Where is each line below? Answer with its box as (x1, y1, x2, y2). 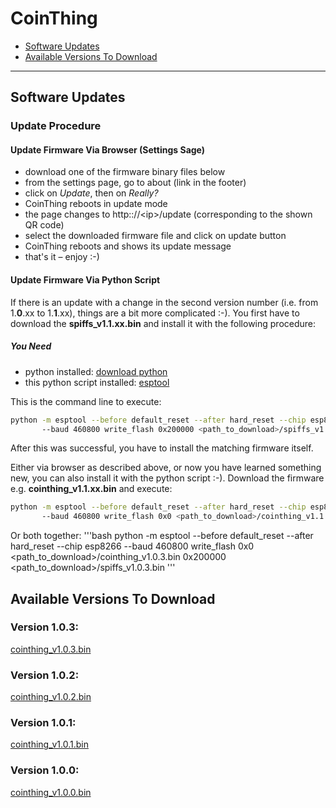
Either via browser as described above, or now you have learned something (10, 462, 322, 474)
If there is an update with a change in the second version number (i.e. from (10, 296, 319, 308)
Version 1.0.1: (10, 716, 77, 730)
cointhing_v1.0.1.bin (10, 738, 89, 751)
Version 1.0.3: (10, 620, 80, 634)
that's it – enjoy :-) (24, 251, 100, 263)
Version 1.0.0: (10, 763, 80, 777)
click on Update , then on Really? (24, 187, 159, 199)
